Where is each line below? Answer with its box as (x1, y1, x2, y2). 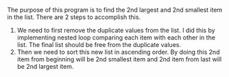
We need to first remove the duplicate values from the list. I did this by (16, 27, 215, 34)
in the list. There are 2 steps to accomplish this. (7, 13, 141, 21)
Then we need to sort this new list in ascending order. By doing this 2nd (16, 48, 220, 56)
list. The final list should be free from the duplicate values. (16, 41, 182, 48)
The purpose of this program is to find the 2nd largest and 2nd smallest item (7, 6, 223, 14)
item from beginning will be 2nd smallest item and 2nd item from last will (16, 55, 222, 63)
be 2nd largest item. (16, 63, 74, 70)
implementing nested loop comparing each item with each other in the (16, 33, 216, 42)
